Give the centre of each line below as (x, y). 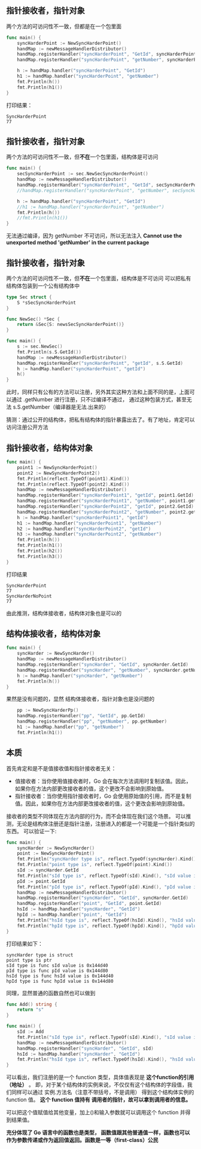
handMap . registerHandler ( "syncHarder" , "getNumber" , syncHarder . (100, 670)
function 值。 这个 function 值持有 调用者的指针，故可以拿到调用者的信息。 (99, 1100)
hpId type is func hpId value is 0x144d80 (60, 981)
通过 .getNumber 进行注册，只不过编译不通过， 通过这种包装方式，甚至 (99, 400)
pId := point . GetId (41, 881)
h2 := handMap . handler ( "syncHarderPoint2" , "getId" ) (84, 529)
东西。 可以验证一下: (31, 831)
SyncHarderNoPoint (29, 596)
